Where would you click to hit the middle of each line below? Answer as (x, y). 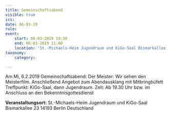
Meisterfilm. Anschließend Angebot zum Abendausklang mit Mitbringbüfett (84, 82)
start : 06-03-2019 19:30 (41, 39)
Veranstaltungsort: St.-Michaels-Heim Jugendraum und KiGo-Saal (76, 103)
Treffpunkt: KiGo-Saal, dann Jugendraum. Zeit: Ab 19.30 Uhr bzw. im (78, 87)
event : (12, 34)
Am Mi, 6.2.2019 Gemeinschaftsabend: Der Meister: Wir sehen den (76, 77)
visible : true (20, 15)
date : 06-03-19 (22, 24)
